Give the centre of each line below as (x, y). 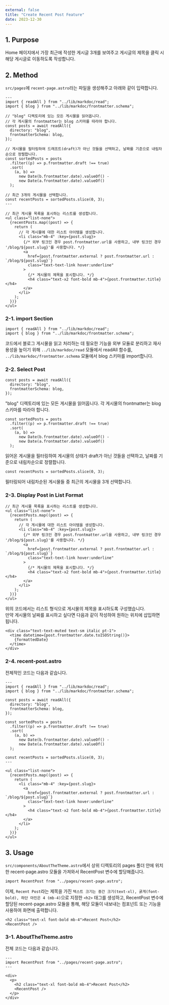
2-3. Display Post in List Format (44, 495)
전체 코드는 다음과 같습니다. (32, 948)
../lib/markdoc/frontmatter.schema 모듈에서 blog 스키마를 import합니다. (79, 356)
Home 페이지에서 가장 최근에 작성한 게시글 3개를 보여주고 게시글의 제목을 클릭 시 (85, 53)
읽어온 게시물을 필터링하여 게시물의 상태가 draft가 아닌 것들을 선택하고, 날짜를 (81, 456)
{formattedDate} (32, 640)
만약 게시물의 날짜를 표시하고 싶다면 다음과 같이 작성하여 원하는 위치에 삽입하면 (83, 615)
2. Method (22, 75)
